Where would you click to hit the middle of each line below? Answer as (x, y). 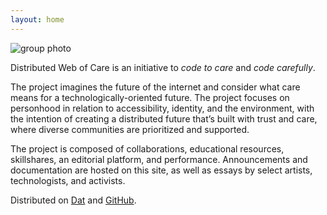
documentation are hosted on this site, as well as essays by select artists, (161, 170)
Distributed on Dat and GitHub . (73, 200)
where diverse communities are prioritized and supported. (130, 129)
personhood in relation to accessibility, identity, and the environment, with (162, 108)
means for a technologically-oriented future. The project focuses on (150, 97)
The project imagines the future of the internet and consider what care (155, 87)
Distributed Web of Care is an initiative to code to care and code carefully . (163, 67)
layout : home (37, 19)
